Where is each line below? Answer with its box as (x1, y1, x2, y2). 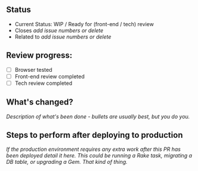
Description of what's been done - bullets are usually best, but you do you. (6, 113, 190, 120)
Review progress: (6, 50, 73, 61)
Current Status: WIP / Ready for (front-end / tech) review (14, 20, 154, 27)
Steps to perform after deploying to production (6, 130, 183, 140)
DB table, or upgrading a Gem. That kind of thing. (6, 159, 128, 166)
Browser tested (14, 66, 52, 73)
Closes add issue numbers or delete (14, 27, 104, 34)
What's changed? (6, 97, 73, 107)
